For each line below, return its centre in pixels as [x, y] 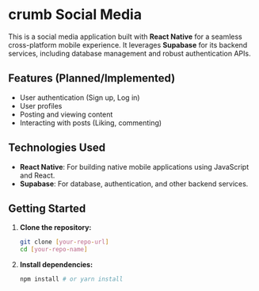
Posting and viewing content [66, 114]
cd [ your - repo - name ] [53, 250]
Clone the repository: [55, 228]
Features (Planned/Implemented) [92, 78]
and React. [37, 175]
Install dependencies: [56, 265]
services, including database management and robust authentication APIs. [129, 53]
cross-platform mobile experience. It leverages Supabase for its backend [128, 44]
